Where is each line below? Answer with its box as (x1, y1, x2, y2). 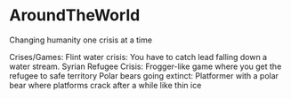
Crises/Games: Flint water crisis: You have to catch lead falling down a (9, 51, 268, 62)
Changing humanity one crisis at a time (9, 34, 153, 45)
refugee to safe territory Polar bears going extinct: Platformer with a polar (9, 70, 279, 80)
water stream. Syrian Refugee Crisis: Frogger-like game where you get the (9, 61, 282, 72)
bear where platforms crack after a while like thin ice (9, 80, 202, 90)
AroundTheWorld (9, 5, 141, 26)
